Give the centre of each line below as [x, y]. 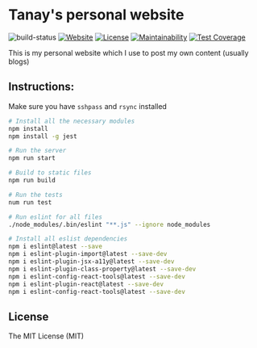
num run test [30, 202]
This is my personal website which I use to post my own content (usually [128, 52]
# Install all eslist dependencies [68, 239]
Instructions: [41, 87]
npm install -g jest [43, 136]
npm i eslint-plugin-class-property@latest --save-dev [102, 269]
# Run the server [37, 151]
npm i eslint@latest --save [56, 247]
